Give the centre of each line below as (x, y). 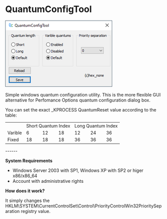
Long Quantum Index (96, 126)
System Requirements (29, 160)
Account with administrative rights (48, 181)
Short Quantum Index (48, 126)
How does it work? (25, 191)
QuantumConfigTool (49, 9)
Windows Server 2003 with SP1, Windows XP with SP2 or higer (78, 170)
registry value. (36, 211)
